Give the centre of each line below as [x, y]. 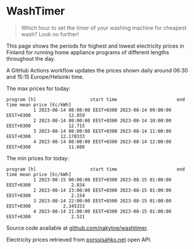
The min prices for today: [38, 158]
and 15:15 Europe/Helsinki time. [45, 77]
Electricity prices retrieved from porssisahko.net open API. [79, 239]
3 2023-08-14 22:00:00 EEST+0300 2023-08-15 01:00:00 [102, 201]
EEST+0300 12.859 [46, 115]
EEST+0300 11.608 [46, 147]
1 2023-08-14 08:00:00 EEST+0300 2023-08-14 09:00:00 [102, 110]
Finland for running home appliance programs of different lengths [88, 52]
